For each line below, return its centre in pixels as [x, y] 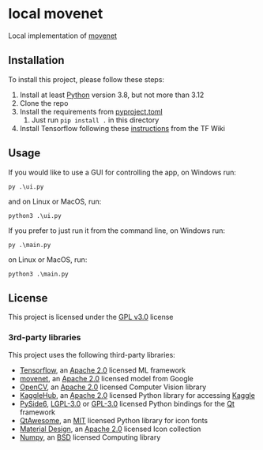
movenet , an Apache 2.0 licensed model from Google [106, 378]
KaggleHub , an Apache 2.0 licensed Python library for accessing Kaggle [137, 395]
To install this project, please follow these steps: [86, 79]
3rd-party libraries [45, 338]
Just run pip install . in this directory [95, 120]
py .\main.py [30, 245]
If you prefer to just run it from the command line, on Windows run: [116, 231]
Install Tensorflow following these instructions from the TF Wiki [122, 128]
